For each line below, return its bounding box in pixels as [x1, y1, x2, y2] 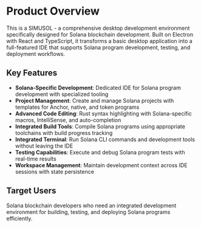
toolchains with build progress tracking [15, 129, 113, 136]
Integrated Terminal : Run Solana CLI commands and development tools [15, 136, 196, 143]
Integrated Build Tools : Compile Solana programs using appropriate [15, 123, 185, 130]
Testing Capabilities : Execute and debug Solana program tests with [15, 148, 185, 156]
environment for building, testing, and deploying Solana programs [6, 208, 171, 215]
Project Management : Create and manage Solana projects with [15, 97, 174, 104]
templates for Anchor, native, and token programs [15, 103, 140, 111]
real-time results [15, 155, 56, 162]
